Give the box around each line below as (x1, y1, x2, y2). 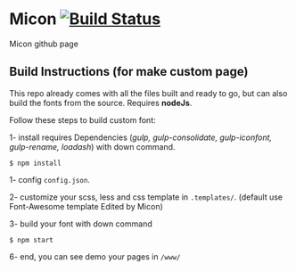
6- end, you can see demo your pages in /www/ (9, 250, 181, 262)
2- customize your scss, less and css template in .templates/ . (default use (9, 192, 284, 202)
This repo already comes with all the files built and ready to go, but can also (9, 87, 288, 98)
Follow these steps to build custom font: (9, 114, 156, 125)
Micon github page (9, 38, 78, 49)
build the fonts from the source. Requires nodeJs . (9, 97, 193, 108)
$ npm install (9, 159, 62, 168)
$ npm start (9, 235, 53, 244)
